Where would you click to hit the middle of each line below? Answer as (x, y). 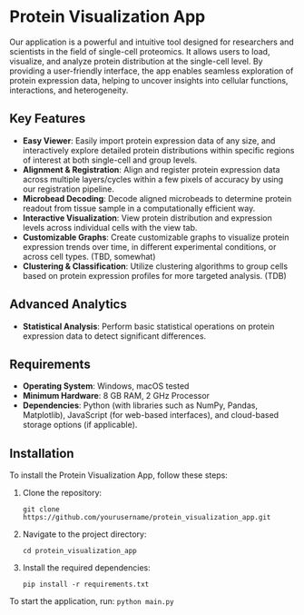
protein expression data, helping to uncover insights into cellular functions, (149, 80)
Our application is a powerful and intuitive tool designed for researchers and (152, 42)
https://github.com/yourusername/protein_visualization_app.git (147, 518)
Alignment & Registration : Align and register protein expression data (151, 169)
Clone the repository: (62, 493)
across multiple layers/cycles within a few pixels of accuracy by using (153, 179)
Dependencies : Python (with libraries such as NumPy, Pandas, (140, 405)
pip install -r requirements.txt (86, 585)
